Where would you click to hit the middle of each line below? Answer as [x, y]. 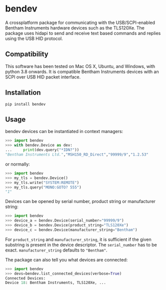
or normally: [17, 164]
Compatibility [27, 54]
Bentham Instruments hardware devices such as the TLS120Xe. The [75, 27]
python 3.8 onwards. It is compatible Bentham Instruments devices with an [82, 71]
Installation [23, 93]
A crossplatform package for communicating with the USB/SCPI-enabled [80, 22]
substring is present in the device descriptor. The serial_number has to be [81, 244]
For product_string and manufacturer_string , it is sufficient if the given [78, 239]
